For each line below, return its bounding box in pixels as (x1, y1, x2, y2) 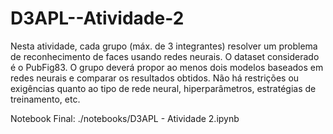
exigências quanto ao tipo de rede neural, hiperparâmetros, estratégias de (10, 82, 317, 94)
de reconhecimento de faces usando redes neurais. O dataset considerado (10, 50, 320, 62)
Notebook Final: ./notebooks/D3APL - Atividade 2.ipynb (10, 112, 240, 124)
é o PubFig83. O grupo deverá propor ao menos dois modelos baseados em (10, 61, 324, 73)
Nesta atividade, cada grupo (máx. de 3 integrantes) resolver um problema (10, 40, 318, 52)
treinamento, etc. (10, 93, 81, 105)
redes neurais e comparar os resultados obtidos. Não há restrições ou (10, 72, 300, 84)
